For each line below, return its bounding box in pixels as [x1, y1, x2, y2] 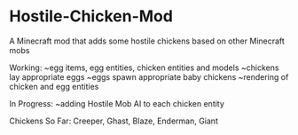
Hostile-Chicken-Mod [9, 6, 173, 27]
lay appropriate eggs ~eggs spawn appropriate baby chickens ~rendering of [9, 71, 289, 82]
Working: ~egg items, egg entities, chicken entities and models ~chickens [9, 62, 279, 73]
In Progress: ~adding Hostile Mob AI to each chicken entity [9, 98, 224, 108]
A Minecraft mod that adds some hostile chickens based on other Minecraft [9, 36, 286, 46]
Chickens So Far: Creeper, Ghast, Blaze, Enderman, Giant [9, 115, 219, 126]
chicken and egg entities [9, 81, 99, 91]
